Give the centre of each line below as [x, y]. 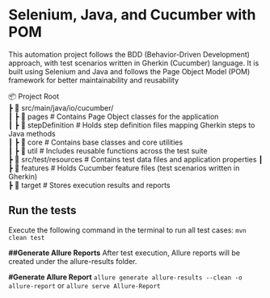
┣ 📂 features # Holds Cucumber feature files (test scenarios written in [124, 168]
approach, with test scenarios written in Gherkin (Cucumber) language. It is [134, 63]
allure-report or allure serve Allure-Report [84, 285]
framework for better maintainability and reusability [94, 80]
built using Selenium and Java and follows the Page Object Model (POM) [129, 71]
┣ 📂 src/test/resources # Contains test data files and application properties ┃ [136, 159]
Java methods [32, 133]
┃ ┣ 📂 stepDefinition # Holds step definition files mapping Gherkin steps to [132, 125]
